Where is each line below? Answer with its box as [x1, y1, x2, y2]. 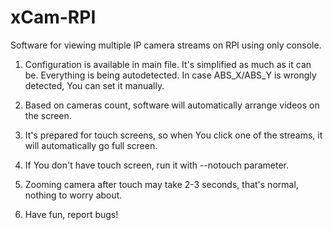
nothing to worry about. [24, 189, 123, 201]
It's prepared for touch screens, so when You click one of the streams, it [24, 129, 323, 141]
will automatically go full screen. [24, 139, 158, 151]
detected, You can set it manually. [24, 79, 165, 91]
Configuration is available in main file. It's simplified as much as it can [24, 58, 312, 70]
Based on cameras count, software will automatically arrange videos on [24, 99, 320, 111]
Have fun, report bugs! [24, 208, 119, 220]
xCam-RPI [10, 6, 97, 29]
